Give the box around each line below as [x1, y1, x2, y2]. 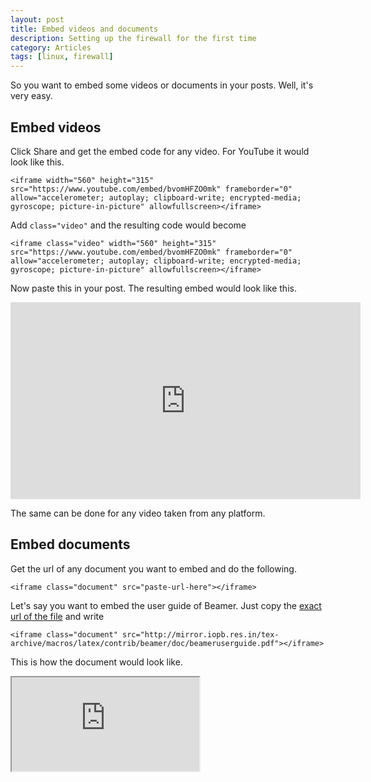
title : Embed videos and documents [10, 24, 159, 34]
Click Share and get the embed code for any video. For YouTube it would [10, 145, 310, 157]
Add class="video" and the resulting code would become [10, 219, 247, 231]
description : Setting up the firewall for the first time [10, 33, 257, 43]
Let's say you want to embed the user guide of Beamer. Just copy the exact [10, 599, 322, 611]
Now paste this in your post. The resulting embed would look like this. [10, 282, 297, 294]
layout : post [10, 14, 65, 25]
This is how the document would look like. [10, 656, 183, 668]
